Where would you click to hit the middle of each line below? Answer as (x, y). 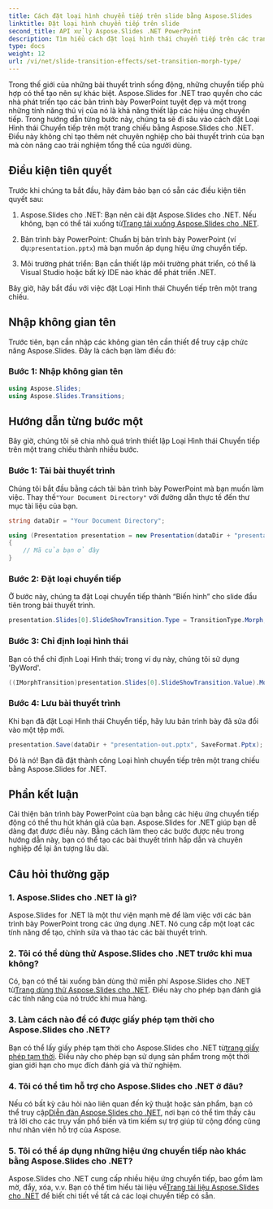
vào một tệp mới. (37, 729)
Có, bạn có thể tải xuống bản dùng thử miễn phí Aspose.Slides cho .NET (129, 981)
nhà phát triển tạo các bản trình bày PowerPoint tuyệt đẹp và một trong (128, 102)
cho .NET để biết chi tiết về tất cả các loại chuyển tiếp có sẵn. (112, 1196)
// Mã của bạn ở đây (61, 550)
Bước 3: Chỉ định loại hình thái (68, 642)
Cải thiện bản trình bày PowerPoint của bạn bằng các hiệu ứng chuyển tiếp (134, 814)
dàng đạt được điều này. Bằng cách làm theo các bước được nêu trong (126, 831)
